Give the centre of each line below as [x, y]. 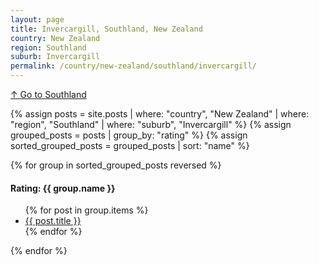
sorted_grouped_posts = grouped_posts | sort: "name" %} [130, 145]
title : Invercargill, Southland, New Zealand [106, 29]
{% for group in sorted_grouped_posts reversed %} [116, 165]
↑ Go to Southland [48, 94]
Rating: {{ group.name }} [63, 188]
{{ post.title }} [53, 221]
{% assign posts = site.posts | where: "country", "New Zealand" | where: [160, 114]
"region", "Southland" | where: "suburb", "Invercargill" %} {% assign [151, 124]
